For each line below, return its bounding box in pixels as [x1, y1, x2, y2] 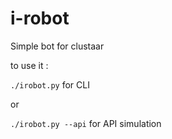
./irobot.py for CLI [10, 78, 90, 91]
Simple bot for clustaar [10, 40, 105, 52]
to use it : [10, 59, 49, 71]
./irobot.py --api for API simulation [10, 117, 162, 129]
